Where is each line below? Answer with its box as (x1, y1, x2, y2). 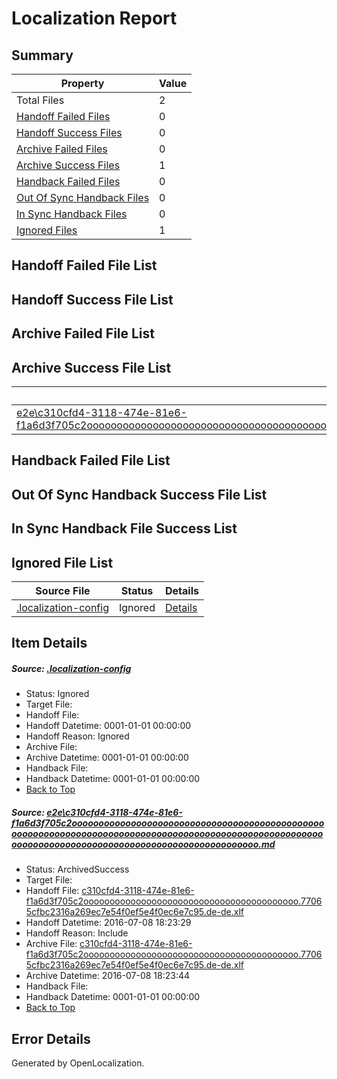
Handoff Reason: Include (25, 927, 129, 939)
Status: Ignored (25, 688, 90, 700)
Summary (11, 47, 74, 64)
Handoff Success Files (16, 126, 123, 139)
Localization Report (11, 7, 178, 30)
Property (60, 77, 105, 90)
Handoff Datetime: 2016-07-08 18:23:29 (25, 917, 192, 929)
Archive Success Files (16, 158, 121, 172)
